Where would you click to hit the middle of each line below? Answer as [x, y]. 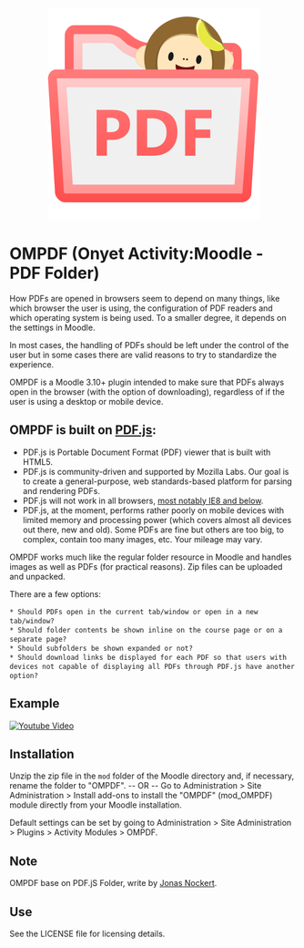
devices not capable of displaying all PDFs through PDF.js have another [152, 666]
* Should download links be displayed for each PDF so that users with [148, 657]
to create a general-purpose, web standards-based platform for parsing [157, 481]
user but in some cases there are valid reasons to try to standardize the [143, 355]
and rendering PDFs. [61, 490]
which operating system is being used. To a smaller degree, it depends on [148, 317]
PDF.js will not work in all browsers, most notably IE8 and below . [143, 500]
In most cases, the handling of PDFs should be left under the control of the [149, 345]
